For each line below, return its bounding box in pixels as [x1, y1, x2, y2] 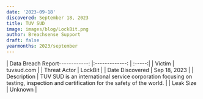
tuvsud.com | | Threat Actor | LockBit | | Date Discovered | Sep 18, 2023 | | [6, 66, 194, 73]
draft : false [6, 37, 40, 43]
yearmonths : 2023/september [6, 43, 78, 50]
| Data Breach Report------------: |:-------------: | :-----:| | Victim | [6, 59, 174, 67]
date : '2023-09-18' [6, 9, 56, 15]
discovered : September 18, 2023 [6, 15, 89, 21]
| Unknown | [6, 86, 37, 93]
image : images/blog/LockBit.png [6, 26, 89, 32]
